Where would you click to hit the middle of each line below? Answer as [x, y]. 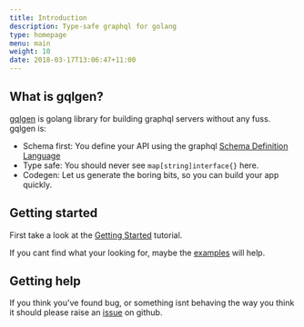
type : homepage [38, 35]
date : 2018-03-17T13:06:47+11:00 [73, 60]
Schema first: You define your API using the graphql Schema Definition [155, 145]
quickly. [37, 184]
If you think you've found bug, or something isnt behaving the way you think [152, 303]
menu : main [30, 43]
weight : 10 [30, 52]
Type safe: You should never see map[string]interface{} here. [141, 165]
